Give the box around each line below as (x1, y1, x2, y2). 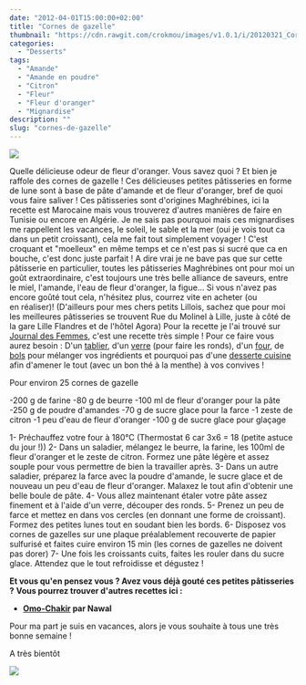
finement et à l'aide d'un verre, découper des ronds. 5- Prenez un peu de (9, 500, 284, 511)
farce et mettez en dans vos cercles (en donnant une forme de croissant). (9, 510, 286, 520)
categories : (9, 38, 55, 48)
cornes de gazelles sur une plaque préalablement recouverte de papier (9, 529, 276, 539)
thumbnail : (9, 30, 51, 39)
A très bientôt (9, 649, 61, 659)
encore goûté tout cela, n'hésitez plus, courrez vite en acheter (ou (9, 292, 258, 302)
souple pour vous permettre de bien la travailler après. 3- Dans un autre (9, 462, 280, 472)
